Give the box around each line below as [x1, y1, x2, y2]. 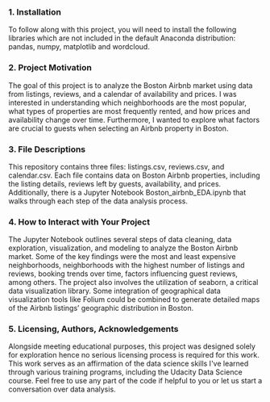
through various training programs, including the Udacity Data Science [8, 367, 243, 377]
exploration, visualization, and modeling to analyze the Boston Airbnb [8, 243, 239, 253]
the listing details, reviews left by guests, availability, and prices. [8, 178, 222, 188]
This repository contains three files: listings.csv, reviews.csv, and [8, 161, 225, 171]
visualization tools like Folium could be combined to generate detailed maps [8, 295, 260, 304]
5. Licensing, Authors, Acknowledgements [8, 324, 179, 335]
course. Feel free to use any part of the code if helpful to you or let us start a [8, 376, 263, 386]
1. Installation [8, 6, 62, 18]
